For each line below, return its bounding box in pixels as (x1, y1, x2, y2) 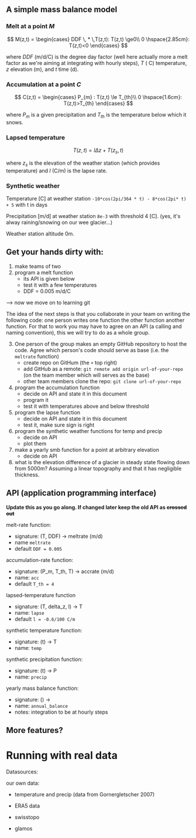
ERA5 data (14, 802, 40, 809)
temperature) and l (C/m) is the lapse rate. (6, 167, 108, 174)
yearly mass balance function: (6, 684, 79, 691)
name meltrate (14, 539, 51, 546)
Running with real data (6, 749, 118, 762)
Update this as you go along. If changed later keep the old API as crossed (6, 503, 187, 510)
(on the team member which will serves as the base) (23, 372, 150, 379)
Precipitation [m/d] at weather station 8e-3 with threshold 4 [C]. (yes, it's (6, 212, 181, 219)
